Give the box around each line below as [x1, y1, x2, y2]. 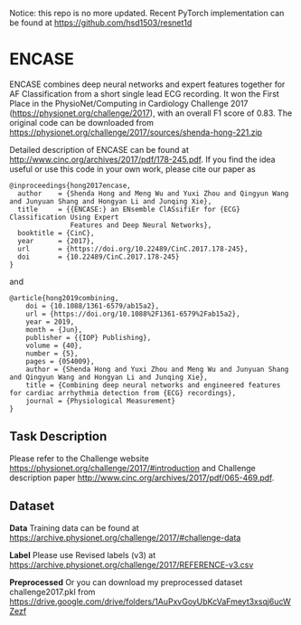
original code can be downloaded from [9, 117, 154, 128]
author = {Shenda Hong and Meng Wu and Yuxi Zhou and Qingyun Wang [17, 189, 289, 198]
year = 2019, [25, 317, 75, 327]
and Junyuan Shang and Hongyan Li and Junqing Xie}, [9, 196, 212, 206]
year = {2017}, [17, 236, 95, 245]
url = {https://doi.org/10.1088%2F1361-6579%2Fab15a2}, [25, 309, 241, 318]
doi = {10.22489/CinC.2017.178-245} [17, 252, 180, 261]
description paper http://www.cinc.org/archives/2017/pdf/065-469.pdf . [9, 472, 275, 483]
